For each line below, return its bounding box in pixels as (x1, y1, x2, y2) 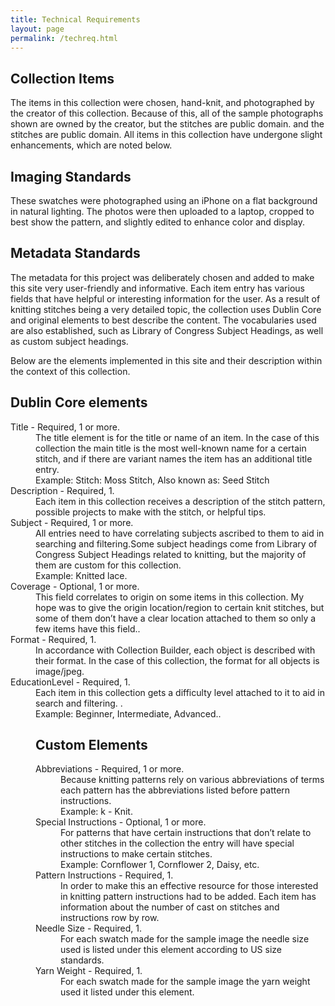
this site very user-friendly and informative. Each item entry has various (10, 282, 305, 294)
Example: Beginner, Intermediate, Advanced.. (35, 707, 222, 720)
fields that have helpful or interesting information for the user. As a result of (10, 292, 321, 305)
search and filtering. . (35, 697, 123, 709)
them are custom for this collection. (35, 559, 182, 571)
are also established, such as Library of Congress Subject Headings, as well (10, 324, 324, 336)
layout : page (10, 24, 65, 34)
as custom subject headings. (10, 335, 129, 347)
